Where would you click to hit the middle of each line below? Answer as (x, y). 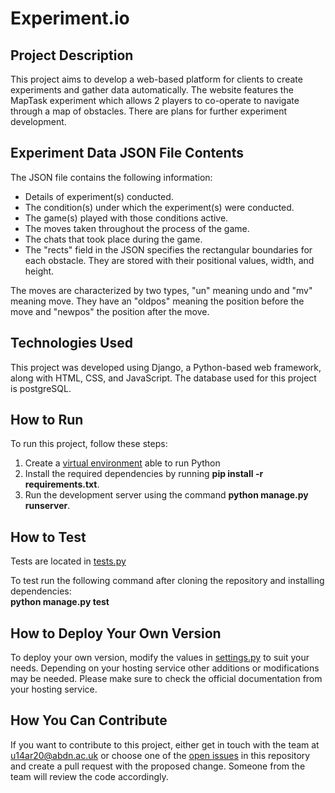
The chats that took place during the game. (113, 239)
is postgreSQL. (41, 388)
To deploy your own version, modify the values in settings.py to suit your (160, 658)
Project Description (72, 55)
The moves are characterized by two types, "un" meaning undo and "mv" (161, 290)
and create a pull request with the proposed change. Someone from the (158, 766)
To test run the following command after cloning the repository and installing (167, 581)
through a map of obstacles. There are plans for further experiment (148, 111)
